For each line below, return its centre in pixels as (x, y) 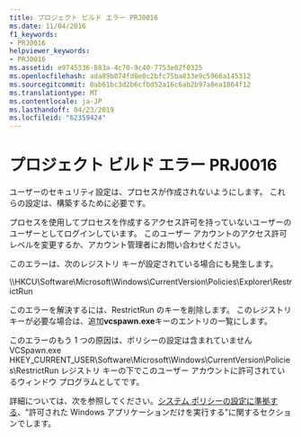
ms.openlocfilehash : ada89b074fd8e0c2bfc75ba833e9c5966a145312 (130, 76)
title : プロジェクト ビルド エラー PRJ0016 (84, 18)
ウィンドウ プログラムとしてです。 (80, 382)
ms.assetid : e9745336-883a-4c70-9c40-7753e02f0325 (106, 68)
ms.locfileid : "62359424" (58, 118)
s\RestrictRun (34, 370)
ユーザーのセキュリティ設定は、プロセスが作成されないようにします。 (138, 192)
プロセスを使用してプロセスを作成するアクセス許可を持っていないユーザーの (150, 222)
